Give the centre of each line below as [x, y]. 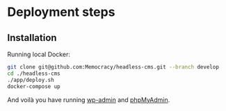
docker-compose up [34, 86]
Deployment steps [61, 12]
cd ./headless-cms [34, 74]
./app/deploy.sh [31, 80]
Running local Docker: [39, 54]
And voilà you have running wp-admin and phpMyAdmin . [89, 100]
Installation [32, 38]
